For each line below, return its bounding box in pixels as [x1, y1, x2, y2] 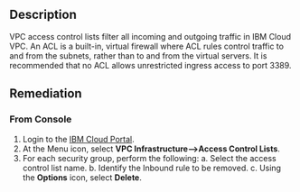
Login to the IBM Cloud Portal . [22, 133, 136, 144]
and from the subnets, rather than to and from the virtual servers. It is [9, 50, 267, 61]
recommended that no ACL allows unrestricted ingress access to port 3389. [9, 59, 292, 70]
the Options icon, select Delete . [22, 171, 143, 183]
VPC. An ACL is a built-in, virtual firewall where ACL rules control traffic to [9, 41, 285, 51]
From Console [9, 113, 72, 125]
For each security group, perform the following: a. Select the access [22, 152, 277, 163]
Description [9, 7, 77, 23]
